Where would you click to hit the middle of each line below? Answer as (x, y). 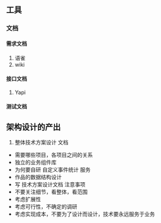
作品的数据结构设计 (38, 177)
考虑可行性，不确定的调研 (46, 207)
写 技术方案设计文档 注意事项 (50, 185)
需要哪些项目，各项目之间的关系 (54, 155)
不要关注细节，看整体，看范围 (51, 192)
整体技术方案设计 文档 (41, 143)
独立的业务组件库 (36, 162)
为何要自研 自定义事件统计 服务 (52, 170)
